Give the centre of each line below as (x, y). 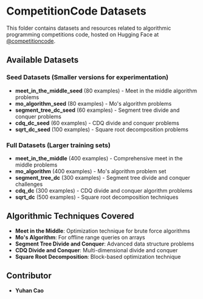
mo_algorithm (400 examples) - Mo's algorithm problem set (91, 171)
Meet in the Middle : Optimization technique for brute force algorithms (102, 231)
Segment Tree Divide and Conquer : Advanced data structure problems (105, 244)
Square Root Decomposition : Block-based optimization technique (98, 256)
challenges (29, 184)
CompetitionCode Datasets (77, 11)
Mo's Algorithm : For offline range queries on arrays (80, 237)
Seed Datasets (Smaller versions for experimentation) (88, 77)
